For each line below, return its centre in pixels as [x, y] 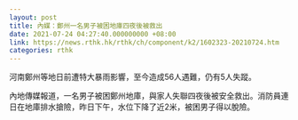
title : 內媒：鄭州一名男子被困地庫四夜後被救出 [86, 26]
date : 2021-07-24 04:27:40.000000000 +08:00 [93, 34]
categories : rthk [41, 51]
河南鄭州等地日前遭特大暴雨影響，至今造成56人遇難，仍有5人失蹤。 [133, 77]
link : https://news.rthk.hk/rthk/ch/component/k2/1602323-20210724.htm [144, 42]
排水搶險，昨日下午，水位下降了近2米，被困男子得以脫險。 [147, 107]
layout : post [33, 17]
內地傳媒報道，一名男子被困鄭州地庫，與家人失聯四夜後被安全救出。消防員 [145, 96]
